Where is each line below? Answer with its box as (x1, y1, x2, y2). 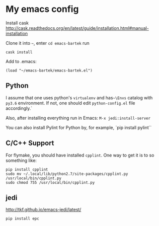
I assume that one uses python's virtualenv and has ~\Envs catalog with (5, 94, 153, 100)
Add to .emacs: (5, 58, 37, 64)
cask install (5, 50, 33, 55)
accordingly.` (5, 105, 33, 111)
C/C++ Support (5, 139, 54, 148)
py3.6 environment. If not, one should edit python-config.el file (5, 100, 136, 106)
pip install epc (5, 216, 39, 222)
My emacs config (5, 3, 79, 15)
